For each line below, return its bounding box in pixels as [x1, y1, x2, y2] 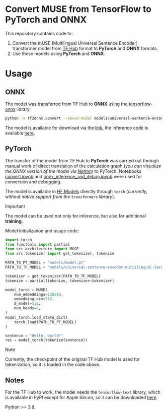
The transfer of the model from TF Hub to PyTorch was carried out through [5, 157, 159, 163]
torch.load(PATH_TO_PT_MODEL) [14, 319, 77, 325]
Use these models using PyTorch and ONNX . [12, 51, 105, 57]
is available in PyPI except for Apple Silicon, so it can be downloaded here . [5, 395, 158, 401]
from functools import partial [5, 242, 70, 247]
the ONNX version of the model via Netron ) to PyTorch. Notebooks [5, 168, 142, 174]
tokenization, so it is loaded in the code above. [5, 361, 100, 368]
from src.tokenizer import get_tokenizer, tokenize [5, 251, 114, 256]
